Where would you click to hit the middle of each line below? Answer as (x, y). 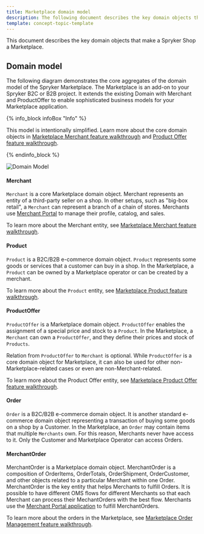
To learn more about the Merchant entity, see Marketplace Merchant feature (101, 225)
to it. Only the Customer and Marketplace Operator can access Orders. (95, 440)
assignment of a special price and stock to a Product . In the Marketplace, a (100, 331)
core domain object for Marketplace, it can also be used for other (88, 362)
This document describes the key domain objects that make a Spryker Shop (101, 41)
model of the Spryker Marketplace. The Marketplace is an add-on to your (98, 87)
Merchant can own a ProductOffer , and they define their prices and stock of (100, 337)
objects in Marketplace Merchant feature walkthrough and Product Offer (97, 137)
